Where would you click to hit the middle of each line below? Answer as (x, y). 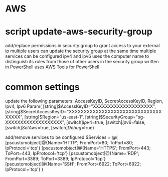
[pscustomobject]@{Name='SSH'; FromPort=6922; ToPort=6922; (73, 164)
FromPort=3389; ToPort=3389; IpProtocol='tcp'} (56, 159)
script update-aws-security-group (79, 32)
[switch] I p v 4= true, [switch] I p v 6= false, (106, 122)
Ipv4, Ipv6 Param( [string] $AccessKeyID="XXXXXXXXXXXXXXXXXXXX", (81, 106)
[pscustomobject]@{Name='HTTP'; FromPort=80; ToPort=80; (69, 143)
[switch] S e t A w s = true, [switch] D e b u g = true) (50, 128)
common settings (42, 87)
